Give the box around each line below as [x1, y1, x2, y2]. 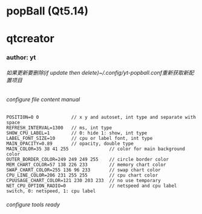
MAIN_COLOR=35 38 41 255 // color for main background [6, 146, 186, 152]
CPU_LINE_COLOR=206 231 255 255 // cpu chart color [6, 172, 158, 178]
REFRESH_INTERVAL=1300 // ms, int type [6, 125, 112, 131]
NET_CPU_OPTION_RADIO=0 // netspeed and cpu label [6, 183, 177, 189]
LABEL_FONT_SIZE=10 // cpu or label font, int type [6, 136, 153, 142]
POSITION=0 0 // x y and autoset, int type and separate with [6, 115, 197, 121]
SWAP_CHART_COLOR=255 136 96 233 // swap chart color [6, 167, 161, 173]
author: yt [6, 53, 36, 61]
